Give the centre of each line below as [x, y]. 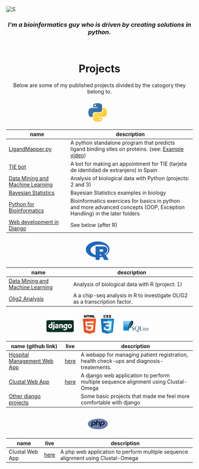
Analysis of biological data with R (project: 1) [128, 284]
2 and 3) [81, 184]
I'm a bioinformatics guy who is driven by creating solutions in [99, 24]
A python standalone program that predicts [123, 143]
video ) [78, 155]
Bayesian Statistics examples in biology [118, 193]
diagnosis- [150, 360]
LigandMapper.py [30, 149]
